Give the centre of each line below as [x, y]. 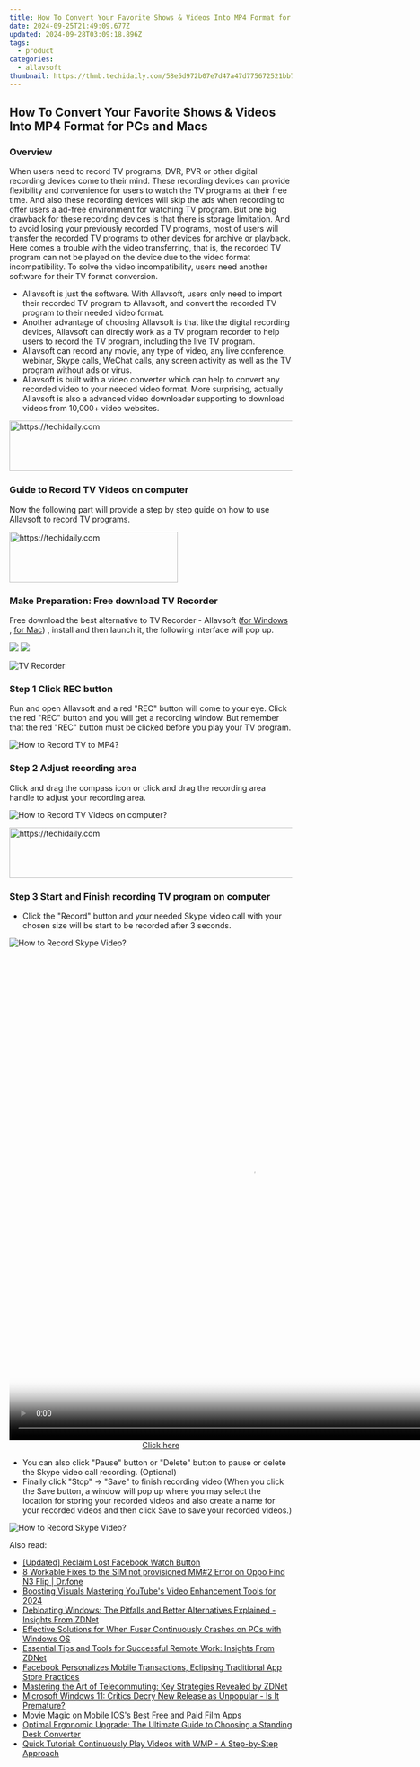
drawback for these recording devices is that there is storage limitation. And [149, 219]
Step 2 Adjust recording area [73, 769]
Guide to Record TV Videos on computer [99, 490]
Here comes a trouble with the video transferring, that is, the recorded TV [145, 248]
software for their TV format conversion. [84, 277]
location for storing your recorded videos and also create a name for [149, 1500]
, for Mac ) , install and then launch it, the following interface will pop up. [142, 630]
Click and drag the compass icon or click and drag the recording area [138, 787]
